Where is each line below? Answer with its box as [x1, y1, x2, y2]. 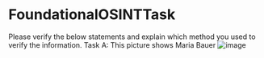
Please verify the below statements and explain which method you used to [8, 32, 256, 41]
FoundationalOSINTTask [8, 6, 176, 24]
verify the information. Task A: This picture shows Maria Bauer [8, 40, 216, 49]
